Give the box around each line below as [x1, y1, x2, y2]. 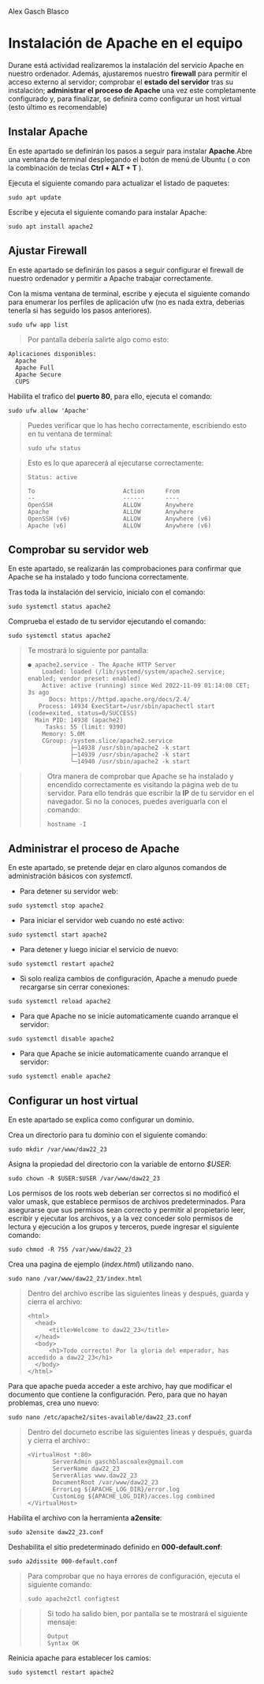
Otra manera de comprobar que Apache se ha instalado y [46, 771, 234, 781]
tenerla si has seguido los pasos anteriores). [8, 306, 152, 315]
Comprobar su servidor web [8, 542, 150, 556]
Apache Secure [15, 370, 61, 378]
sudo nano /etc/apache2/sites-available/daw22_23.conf [8, 1413, 192, 1421]
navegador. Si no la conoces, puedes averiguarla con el [46, 797, 228, 806]
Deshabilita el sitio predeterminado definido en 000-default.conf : [8, 1543, 223, 1551]
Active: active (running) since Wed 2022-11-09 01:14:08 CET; [42, 682, 251, 690]
